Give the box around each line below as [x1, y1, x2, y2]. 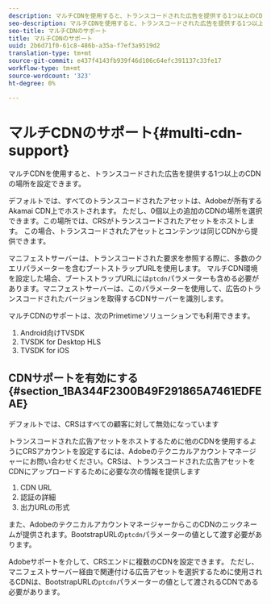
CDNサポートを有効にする [8, 371, 139, 385]
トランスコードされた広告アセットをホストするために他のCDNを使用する [8, 436, 250, 446]
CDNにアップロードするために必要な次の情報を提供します [8, 467, 201, 477]
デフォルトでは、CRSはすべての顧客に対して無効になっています [8, 419, 219, 429]
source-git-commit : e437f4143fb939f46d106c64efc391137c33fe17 [8, 57, 222, 65]
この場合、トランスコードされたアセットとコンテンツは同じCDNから [23, 227, 252, 236]
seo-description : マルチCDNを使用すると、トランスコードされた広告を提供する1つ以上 [8, 19, 265, 27]
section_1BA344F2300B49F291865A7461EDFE [19, 384, 262, 398]
